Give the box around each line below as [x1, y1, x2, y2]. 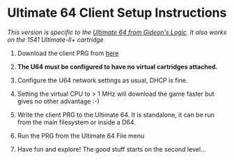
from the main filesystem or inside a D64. [17, 117, 136, 126]
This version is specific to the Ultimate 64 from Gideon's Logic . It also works [7, 28, 227, 36]
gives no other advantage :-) [17, 96, 100, 106]
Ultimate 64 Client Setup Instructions [7, 5, 227, 21]
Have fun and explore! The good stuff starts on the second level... [17, 145, 207, 153]
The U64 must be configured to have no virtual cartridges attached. [17, 62, 218, 71]
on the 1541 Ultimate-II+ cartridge [7, 35, 104, 43]
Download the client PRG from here [17, 49, 119, 57]
